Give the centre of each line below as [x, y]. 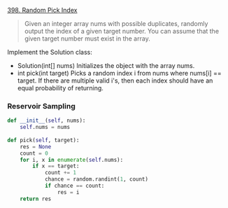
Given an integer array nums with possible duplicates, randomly [116, 23]
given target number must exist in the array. [87, 39]
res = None [36, 146]
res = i [68, 192]
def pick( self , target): [43, 140]
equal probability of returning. [60, 88]
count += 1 [60, 173]
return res [36, 199]
